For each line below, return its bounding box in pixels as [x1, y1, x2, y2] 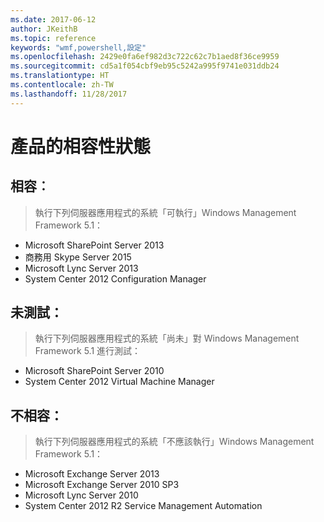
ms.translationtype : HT [10, 71, 110, 81]
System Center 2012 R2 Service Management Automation [24, 500, 263, 512]
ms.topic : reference [10, 33, 97, 43]
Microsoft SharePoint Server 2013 [24, 239, 165, 251]
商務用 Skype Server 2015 [24, 251, 132, 263]
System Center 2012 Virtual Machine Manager [24, 376, 215, 388]
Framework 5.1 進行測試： [34, 345, 142, 357]
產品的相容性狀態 [10, 135, 152, 158]
